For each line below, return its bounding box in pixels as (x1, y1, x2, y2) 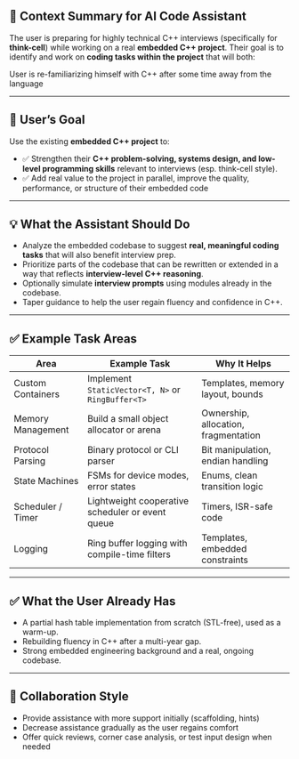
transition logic (201, 480, 264, 493)
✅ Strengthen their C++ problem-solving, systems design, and (21, 153, 257, 164)
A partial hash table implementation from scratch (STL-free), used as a (21, 618, 282, 628)
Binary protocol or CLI (87, 444, 180, 456)
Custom (13, 377, 47, 390)
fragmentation (201, 429, 261, 441)
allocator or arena (87, 424, 162, 436)
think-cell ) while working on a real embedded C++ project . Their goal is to (9, 42, 285, 52)
